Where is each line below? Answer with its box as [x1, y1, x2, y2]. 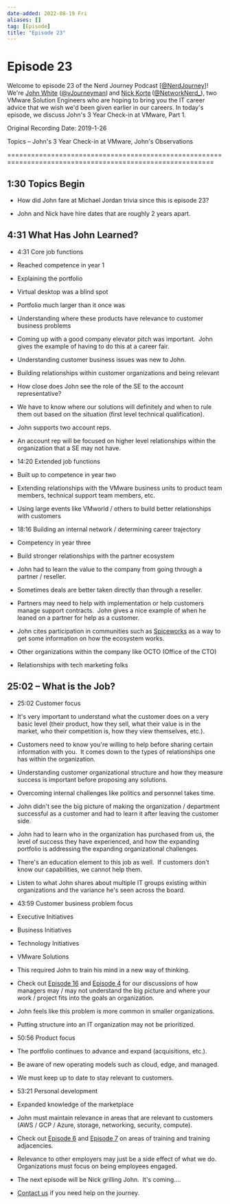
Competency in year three [16, 538, 91, 546]
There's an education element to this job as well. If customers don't [16, 858, 209, 866]
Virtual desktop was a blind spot [16, 287, 108, 296]
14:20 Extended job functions [16, 457, 101, 465]
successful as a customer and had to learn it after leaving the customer [16, 809, 219, 818]
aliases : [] [7, 16, 41, 23]
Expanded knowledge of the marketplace [16, 1100, 134, 1108]
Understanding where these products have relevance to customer [16, 314, 204, 322]
